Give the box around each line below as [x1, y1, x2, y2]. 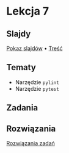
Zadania [6, 102, 38, 113]
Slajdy [6, 29, 31, 39]
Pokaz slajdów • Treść [6, 44, 63, 52]
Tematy [6, 62, 37, 73]
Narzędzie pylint [15, 78, 59, 86]
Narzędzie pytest [15, 85, 59, 92]
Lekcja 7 [6, 4, 49, 18]
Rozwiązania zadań [6, 140, 55, 147]
